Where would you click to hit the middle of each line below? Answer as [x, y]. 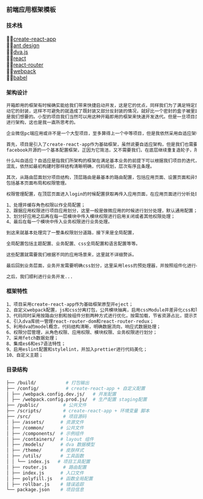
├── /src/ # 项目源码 [47, 417]
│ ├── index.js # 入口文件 [45, 473]
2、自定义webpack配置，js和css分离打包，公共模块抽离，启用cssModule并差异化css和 [101, 310]
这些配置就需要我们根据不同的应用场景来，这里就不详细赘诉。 [72, 255]
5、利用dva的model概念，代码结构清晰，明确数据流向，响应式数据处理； [84, 327]
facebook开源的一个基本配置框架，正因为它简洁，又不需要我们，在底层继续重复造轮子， [100, 150]
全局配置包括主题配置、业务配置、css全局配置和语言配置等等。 [73, 244]
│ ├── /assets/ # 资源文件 [45, 422]
